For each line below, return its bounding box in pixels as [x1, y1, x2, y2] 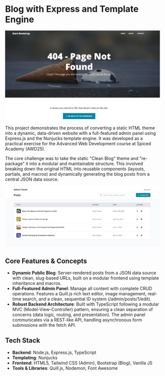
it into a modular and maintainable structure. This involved [26, 160, 143, 166]
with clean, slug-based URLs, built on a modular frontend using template [12, 275, 159, 281]
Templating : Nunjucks [12, 354, 58, 360]
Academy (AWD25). [5, 146, 46, 152]
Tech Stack [5, 336, 40, 345]
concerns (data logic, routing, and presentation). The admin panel [12, 312, 146, 317]
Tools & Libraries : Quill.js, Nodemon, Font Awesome [12, 365, 118, 371]
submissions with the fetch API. [12, 322, 76, 328]
